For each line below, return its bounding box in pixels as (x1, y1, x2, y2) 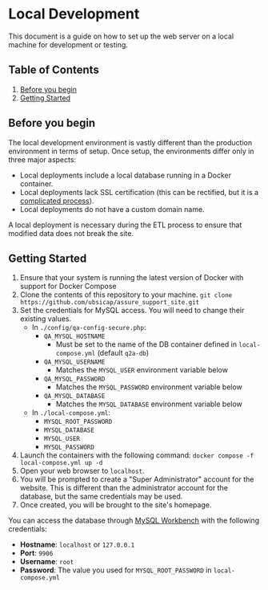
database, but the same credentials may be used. (19, 491, 183, 502)
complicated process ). (19, 196, 94, 205)
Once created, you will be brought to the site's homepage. (19, 500, 212, 510)
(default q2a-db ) (97, 348, 150, 358)
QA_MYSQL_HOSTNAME (43, 332, 106, 341)
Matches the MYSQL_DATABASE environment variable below (55, 399, 242, 409)
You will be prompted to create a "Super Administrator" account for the (19, 474, 254, 484)
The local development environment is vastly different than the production (8, 137, 253, 147)
